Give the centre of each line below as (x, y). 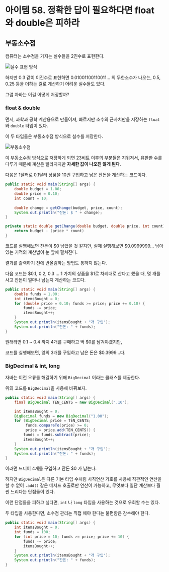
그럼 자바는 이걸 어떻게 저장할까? (37, 94)
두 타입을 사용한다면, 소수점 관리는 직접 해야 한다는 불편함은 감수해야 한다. (77, 513)
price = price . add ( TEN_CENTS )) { (60, 430)
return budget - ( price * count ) (49, 231)
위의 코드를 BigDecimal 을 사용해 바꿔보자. (46, 388)
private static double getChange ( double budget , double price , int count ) (85, 226)
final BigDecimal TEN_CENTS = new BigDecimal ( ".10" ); (72, 402)
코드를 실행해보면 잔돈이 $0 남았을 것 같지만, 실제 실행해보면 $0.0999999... (80, 246)
